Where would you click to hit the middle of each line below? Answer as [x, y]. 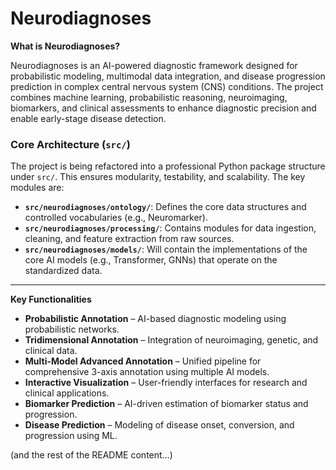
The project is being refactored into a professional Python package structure [168, 166]
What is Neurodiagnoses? [65, 46]
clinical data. [51, 351]
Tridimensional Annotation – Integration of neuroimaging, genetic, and [171, 340]
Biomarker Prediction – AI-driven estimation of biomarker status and [166, 404]
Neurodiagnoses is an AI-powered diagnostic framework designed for [154, 65]
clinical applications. [67, 393]
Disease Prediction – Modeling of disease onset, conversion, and [159, 425]
